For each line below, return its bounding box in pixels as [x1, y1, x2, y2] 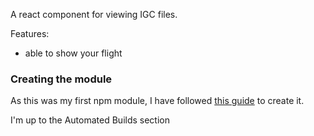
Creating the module [10, 72, 113, 86]
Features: [10, 28, 50, 39]
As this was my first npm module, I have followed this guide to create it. [10, 95, 305, 107]
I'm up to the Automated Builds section [10, 114, 171, 126]
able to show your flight [24, 47, 123, 59]
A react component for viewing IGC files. [10, 9, 178, 20]
